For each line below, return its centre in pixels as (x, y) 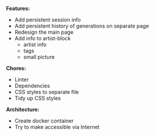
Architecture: (23, 109)
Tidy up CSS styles (38, 98)
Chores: (16, 68)
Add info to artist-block (43, 38)
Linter (22, 79)
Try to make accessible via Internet (57, 127)
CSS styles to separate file (47, 92)
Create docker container (44, 121)
